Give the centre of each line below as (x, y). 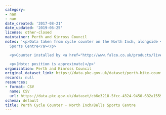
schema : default (22, 101)
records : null (20, 78)
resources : (16, 82)
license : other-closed (28, 32)
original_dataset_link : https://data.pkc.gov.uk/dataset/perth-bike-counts (85, 73)
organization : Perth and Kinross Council (48, 69)
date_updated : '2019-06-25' (34, 28)
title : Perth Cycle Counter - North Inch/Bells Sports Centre (70, 105)
